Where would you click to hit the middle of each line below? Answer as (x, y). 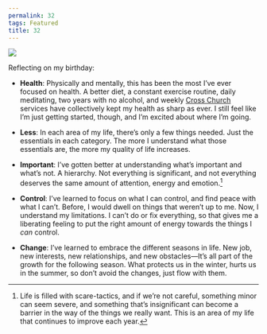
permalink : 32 (32, 16)
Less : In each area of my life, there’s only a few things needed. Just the (137, 133)
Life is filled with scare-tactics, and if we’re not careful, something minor (138, 296)
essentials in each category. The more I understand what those (123, 141)
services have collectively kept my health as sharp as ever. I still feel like (138, 109)
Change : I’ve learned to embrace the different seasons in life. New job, (136, 248)
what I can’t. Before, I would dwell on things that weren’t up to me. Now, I (139, 207)
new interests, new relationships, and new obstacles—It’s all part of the (136, 256)
